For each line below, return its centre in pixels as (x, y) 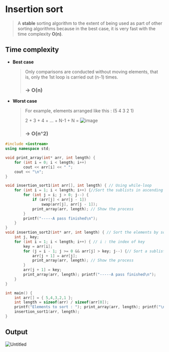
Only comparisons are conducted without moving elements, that (92, 72)
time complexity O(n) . (40, 34)
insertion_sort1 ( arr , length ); (47, 312)
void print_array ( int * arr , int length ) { (50, 158)
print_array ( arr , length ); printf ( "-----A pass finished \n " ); (90, 275)
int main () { (19, 293)
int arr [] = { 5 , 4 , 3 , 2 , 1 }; (44, 298)
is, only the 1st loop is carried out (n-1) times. (71, 77)
